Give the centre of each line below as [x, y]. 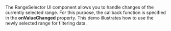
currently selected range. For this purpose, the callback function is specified [86, 12]
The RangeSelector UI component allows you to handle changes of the [80, 7]
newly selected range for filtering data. [46, 23]
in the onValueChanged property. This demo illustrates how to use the [80, 18]
